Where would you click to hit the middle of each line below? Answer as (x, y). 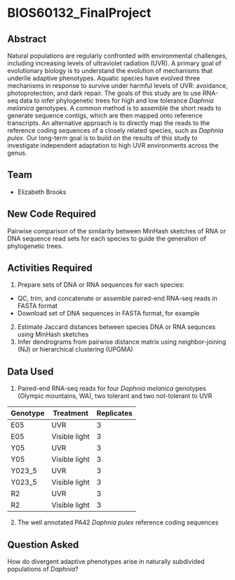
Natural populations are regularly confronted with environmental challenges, (117, 56)
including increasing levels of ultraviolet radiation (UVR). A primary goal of (114, 63)
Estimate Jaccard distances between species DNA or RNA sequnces (116, 327)
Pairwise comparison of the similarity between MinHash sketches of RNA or (117, 231)
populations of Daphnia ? (43, 569)
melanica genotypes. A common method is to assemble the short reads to (114, 108)
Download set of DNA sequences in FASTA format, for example (108, 314)
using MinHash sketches (53, 335)
